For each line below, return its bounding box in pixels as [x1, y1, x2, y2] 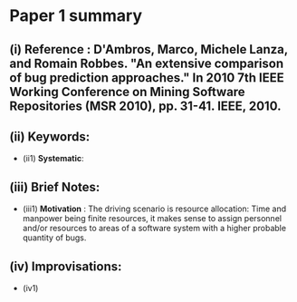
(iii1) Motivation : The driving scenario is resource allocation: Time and [22, 203, 287, 214]
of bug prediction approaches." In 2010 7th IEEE [9, 70, 284, 85]
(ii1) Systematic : [22, 153, 84, 164]
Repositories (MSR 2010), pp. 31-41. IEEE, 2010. [9, 98, 282, 113]
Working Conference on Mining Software [9, 83, 246, 100]
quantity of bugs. [22, 232, 87, 243]
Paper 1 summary [9, 5, 143, 26]
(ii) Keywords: [9, 129, 91, 144]
